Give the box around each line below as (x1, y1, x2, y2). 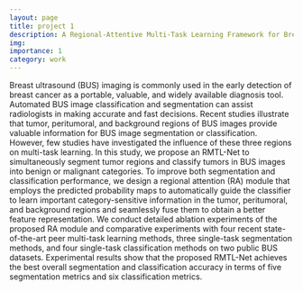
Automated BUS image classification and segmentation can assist (9, 99, 254, 109)
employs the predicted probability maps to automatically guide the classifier (9, 186, 291, 196)
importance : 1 (9, 47, 63, 56)
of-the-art (9, 233, 47, 243)
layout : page (9, 13, 59, 23)
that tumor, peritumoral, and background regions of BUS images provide (9, 118, 278, 129)
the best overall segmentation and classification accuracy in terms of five (9, 262, 282, 272)
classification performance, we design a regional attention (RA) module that (9, 176, 290, 186)
